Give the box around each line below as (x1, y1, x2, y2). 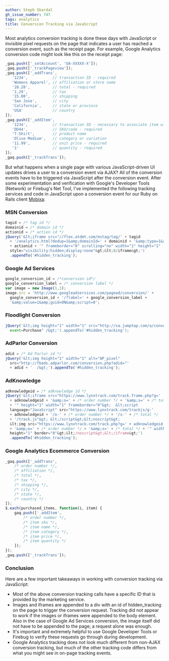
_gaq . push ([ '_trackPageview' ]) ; (5, 66, 73, 71)
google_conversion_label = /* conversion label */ (5, 281, 114, 286)
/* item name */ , (23, 524, 59, 529)
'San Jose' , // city (12, 99, 69, 104)
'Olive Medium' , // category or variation (12, 136, 107, 141)
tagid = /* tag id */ (5, 220, 51, 225)
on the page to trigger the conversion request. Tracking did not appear (12, 607, 159, 613)
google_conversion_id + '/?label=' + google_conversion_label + (10, 295, 147, 300)
